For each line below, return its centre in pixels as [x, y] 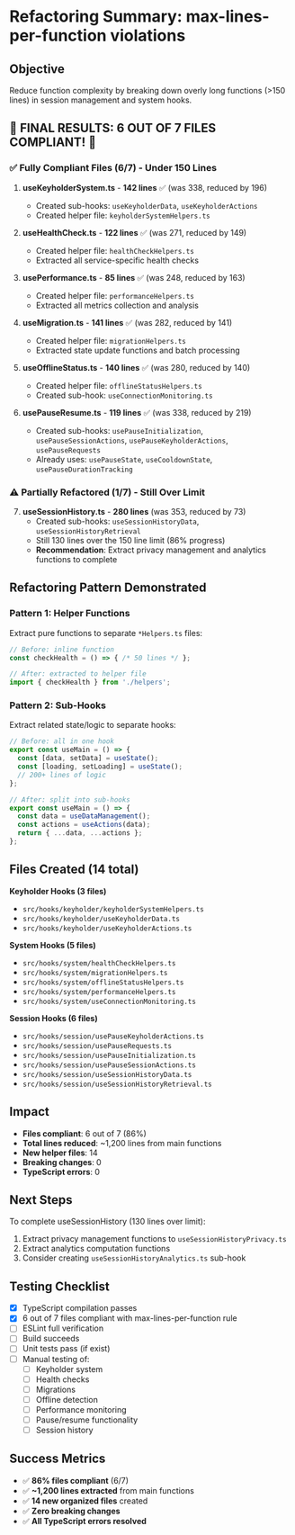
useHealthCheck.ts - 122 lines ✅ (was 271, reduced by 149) [134, 232]
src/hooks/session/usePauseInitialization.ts [109, 1055]
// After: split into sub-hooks [70, 799]
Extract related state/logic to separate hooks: [93, 725]
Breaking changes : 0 [62, 1162]
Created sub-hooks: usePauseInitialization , [120, 430]
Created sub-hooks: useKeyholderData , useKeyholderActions [147, 205]
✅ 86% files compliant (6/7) [75, 1480]
